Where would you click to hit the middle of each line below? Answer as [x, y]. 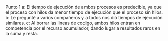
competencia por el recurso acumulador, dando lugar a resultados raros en [83, 28]
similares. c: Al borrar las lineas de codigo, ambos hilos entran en [73, 23]
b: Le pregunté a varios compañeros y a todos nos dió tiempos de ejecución [84, 18]
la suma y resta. [22, 33]
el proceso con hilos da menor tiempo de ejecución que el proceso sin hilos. [84, 12]
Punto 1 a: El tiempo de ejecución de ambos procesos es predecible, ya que [83, 7]
